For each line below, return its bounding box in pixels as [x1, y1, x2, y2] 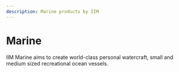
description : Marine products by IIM [6, 8, 99, 15]
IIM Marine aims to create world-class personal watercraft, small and [6, 54, 174, 61]
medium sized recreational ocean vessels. [6, 60, 109, 67]
